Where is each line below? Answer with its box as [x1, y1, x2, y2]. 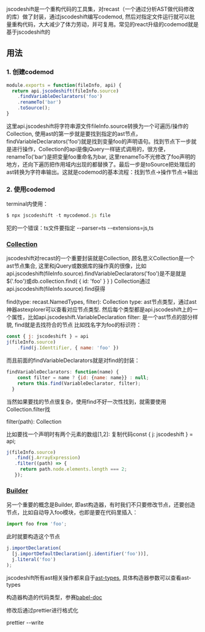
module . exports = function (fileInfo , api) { [6, 82, 122, 88]
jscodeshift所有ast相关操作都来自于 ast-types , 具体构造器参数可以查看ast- [6, 574, 192, 581]
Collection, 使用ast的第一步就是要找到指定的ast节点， [6, 130, 141, 137]
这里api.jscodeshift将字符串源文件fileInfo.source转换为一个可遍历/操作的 [6, 122, 188, 130]
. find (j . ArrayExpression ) [14, 455, 81, 461]
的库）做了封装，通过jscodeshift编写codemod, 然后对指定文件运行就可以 [6, 13, 190, 20]
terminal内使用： [6, 200, 49, 208]
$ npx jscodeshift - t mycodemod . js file [6, 213, 111, 219]
